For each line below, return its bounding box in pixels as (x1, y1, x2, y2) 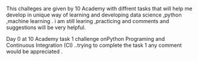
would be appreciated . (6, 48, 63, 55)
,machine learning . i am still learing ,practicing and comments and (6, 18, 169, 24)
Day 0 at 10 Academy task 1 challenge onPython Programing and (6, 36, 165, 42)
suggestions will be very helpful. (6, 24, 86, 31)
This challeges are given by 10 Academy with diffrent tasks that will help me (6, 5, 193, 12)
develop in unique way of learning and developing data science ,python (6, 11, 182, 18)
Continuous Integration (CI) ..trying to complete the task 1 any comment (6, 41, 182, 49)
